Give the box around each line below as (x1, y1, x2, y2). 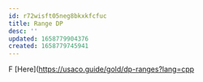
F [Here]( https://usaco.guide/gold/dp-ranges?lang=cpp (8, 64, 195, 74)
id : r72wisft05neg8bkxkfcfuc (8, 11, 107, 20)
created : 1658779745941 (8, 42, 89, 50)
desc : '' (8, 27, 38, 35)
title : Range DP (8, 19, 63, 28)
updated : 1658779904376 (8, 34, 89, 43)
